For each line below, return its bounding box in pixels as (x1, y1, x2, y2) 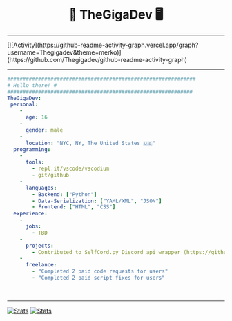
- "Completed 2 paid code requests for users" (32, 268, 168, 275)
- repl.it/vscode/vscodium (32, 165, 110, 173)
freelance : (25, 262, 57, 269)
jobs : (25, 223, 41, 230)
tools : (25, 159, 45, 166)
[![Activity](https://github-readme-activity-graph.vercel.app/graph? (7, 41, 199, 49)
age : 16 (25, 114, 48, 121)
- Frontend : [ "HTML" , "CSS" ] (32, 204, 116, 211)
